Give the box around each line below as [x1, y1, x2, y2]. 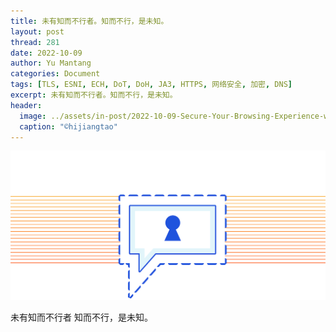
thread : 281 [10, 37, 60, 47]
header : [10, 100, 43, 110]
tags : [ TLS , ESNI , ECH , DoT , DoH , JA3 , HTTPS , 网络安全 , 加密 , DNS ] [10, 80, 293, 90]
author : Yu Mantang [10, 58, 92, 69]
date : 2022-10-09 [10, 48, 83, 58]
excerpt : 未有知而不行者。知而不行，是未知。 [10, 90, 178, 100]
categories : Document [10, 69, 101, 79]
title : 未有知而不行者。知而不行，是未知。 [10, 16, 169, 26]
